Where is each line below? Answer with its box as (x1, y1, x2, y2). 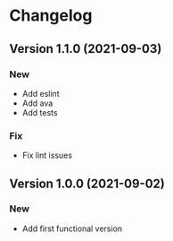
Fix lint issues (21, 150, 73, 161)
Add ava (21, 98, 54, 108)
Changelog (9, 5, 93, 26)
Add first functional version (21, 223, 123, 234)
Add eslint (21, 88, 60, 99)
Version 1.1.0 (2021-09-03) (9, 41, 162, 56)
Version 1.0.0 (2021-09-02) (9, 176, 165, 191)
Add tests (21, 107, 58, 117)
